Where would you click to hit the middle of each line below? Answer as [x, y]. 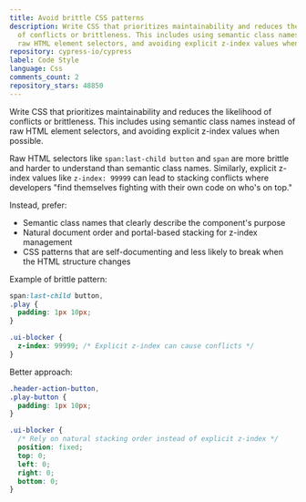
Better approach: [41, 372]
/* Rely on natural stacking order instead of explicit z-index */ [148, 439]
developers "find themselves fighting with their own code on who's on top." [151, 187]
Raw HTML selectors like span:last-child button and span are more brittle [149, 158]
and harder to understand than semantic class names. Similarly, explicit [143, 168]
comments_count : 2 [44, 77]
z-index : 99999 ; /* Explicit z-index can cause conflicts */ [136, 346]
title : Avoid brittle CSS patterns [77, 18]
